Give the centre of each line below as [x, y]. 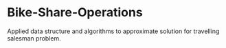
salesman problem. [34, 38]
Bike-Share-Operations [75, 13]
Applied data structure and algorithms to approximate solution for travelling [113, 31]
